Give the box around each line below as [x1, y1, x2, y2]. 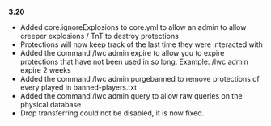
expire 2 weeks [19, 65, 71, 75]
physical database [19, 100, 82, 109]
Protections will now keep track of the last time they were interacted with [19, 40, 263, 49]
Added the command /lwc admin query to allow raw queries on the [19, 91, 243, 100]
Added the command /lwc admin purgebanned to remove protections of [19, 74, 260, 83]
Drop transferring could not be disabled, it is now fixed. [19, 108, 205, 118]
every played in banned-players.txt [19, 82, 138, 92]
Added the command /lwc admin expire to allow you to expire [19, 48, 225, 57]
